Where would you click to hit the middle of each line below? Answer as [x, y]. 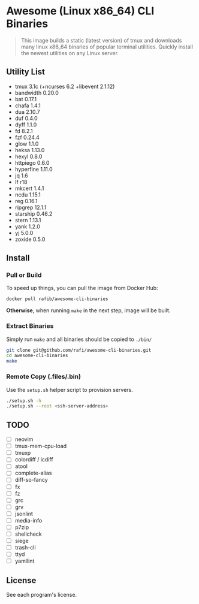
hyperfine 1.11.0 [34, 169]
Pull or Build [24, 275]
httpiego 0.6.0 [32, 162]
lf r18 [21, 182]
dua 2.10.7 [27, 111]
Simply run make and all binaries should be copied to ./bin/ [79, 339]
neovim [24, 439]
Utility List [25, 72]
